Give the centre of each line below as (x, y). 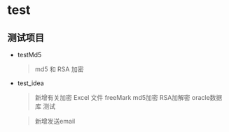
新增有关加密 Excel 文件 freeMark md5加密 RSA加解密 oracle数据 (129, 97)
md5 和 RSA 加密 (59, 69)
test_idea (30, 83)
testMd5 (29, 55)
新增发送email (55, 121)
